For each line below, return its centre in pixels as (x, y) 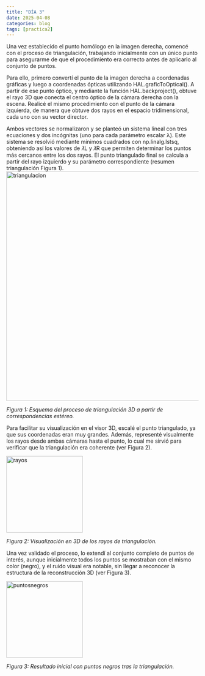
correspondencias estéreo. (40, 416)
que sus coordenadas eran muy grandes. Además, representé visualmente (100, 435)
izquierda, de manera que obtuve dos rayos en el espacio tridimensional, (98, 110)
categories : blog (28, 23)
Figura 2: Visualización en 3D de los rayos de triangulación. (82, 541)
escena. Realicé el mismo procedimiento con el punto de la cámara (91, 104)
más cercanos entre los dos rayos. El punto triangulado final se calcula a (97, 155)
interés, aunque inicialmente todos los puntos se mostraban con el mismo (99, 560)
